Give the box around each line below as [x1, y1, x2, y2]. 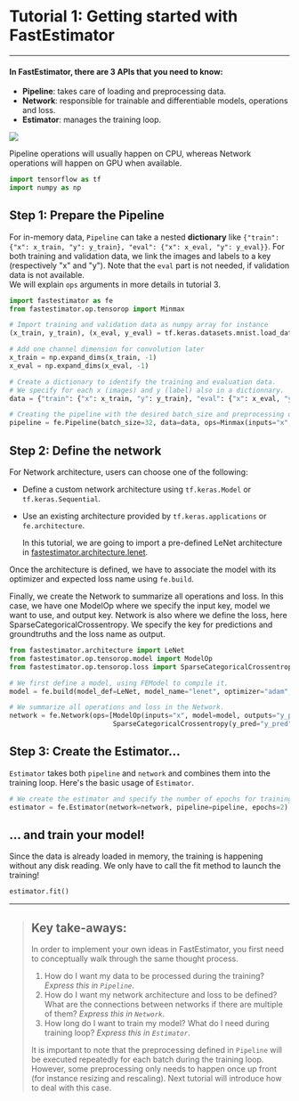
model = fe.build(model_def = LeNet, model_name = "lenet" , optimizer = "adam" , [9, 687, 293, 696]
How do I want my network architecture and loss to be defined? [44, 990, 278, 1000]
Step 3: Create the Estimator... [9, 744, 181, 759]
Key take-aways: [30, 920, 127, 935]
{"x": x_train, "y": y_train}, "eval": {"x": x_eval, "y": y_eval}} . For [9, 241, 285, 251]
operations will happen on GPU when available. [9, 158, 182, 168]
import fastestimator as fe [9, 296, 114, 305]
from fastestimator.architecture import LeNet [9, 646, 185, 656]
